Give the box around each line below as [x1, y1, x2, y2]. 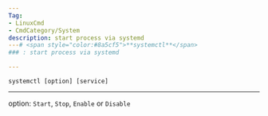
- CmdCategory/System [8, 26, 81, 34]
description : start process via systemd [8, 33, 145, 42]
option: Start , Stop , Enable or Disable [8, 99, 131, 108]
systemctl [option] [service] [8, 77, 109, 85]
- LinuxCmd [8, 19, 45, 27]
